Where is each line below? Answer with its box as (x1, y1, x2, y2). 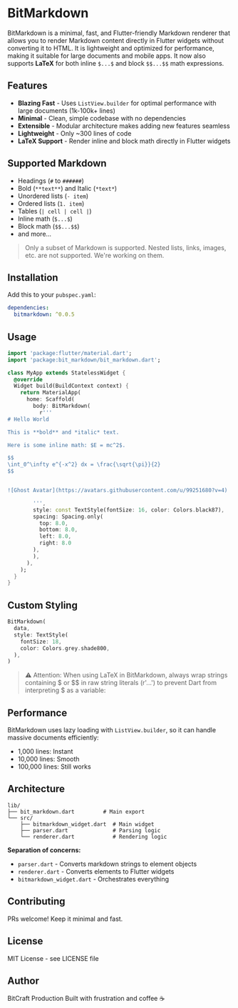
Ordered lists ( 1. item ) (17, 199, 85, 208)
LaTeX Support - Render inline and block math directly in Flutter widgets (17, 136, 231, 145)
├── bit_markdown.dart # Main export (7, 808, 145, 815)
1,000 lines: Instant (17, 747, 73, 756)
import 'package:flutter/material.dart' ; (7, 349, 133, 356)
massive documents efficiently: (7, 734, 99, 742)
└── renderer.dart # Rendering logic (20, 833, 167, 840)
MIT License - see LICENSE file (7, 954, 99, 962)
